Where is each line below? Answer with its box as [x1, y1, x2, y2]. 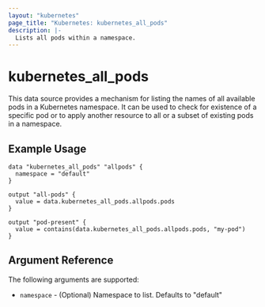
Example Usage [8, 142, 87, 155]
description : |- [8, 26, 62, 34]
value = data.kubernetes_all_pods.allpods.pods [15, 198, 176, 206]
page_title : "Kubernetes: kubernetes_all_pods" [8, 19, 168, 27]
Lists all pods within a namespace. [15, 33, 136, 42]
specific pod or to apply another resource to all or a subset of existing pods [8, 111, 254, 120]
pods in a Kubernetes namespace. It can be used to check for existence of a [8, 102, 257, 112]
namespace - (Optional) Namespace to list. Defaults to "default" [19, 290, 223, 299]
